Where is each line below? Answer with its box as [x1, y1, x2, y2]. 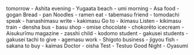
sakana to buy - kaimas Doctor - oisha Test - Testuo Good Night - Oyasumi [6, 42, 189, 49]
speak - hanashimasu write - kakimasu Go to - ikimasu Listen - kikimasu [6, 18, 182, 24]
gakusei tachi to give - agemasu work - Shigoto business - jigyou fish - [6, 36, 179, 43]
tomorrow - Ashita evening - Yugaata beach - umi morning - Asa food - [6, 5, 180, 12]
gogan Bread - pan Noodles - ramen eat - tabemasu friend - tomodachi [6, 11, 180, 18]
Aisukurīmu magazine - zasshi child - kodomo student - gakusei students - [6, 30, 189, 37]
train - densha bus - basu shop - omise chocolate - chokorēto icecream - [6, 23, 185, 30]
